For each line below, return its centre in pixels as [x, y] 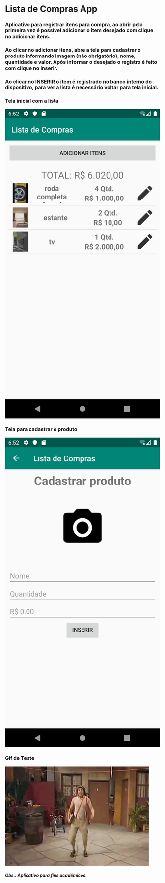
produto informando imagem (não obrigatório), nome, [70, 56]
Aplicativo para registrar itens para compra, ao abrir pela [74, 25]
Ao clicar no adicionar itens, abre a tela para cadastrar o [73, 50]
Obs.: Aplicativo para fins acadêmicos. [46, 875]
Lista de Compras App [51, 9]
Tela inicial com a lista [32, 101]
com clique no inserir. [31, 68]
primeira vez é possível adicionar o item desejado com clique [79, 30]
